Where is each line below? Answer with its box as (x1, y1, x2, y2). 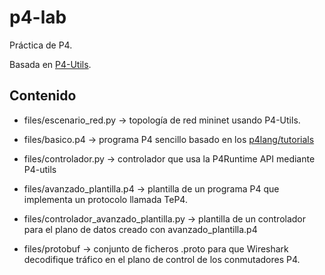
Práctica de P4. (9, 39, 73, 51)
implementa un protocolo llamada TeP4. (23, 193, 188, 205)
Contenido (9, 87, 77, 105)
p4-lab (9, 6, 67, 29)
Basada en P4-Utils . (9, 58, 92, 70)
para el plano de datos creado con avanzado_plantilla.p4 (23, 223, 258, 235)
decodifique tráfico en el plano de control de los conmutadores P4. (23, 253, 301, 265)
